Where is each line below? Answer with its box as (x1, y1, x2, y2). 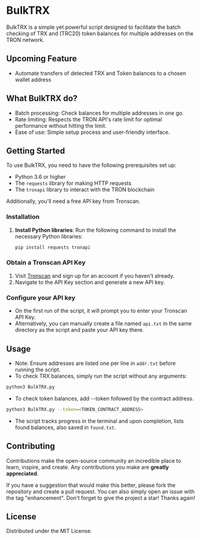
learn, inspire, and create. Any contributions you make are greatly (6, 463, 169, 471)
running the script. (14, 366, 61, 373)
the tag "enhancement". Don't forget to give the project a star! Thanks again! (6, 494, 196, 501)
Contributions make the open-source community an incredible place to (6, 457, 181, 464)
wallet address (14, 76, 52, 83)
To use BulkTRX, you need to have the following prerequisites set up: (6, 161, 176, 169)
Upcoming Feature (6, 53, 77, 64)
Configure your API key (6, 294, 76, 302)
